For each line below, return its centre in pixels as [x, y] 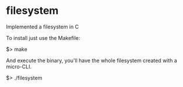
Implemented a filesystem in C [43, 27]
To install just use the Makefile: [43, 38]
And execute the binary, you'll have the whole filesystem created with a [92, 60]
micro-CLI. [19, 66]
